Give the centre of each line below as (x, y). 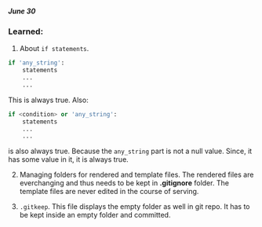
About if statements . (54, 49)
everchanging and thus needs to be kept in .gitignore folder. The (124, 183)
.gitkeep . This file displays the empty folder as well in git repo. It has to (135, 207)
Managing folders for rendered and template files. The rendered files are (136, 175)
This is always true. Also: (48, 100)
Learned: (26, 31)
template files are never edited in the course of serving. (109, 192)
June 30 (22, 11)
